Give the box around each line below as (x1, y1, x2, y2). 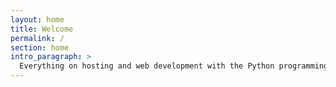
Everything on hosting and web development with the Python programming (19, 61, 329, 71)
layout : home (10, 14, 65, 25)
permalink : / (10, 33, 65, 43)
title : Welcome (10, 24, 74, 34)
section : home (10, 42, 70, 53)
